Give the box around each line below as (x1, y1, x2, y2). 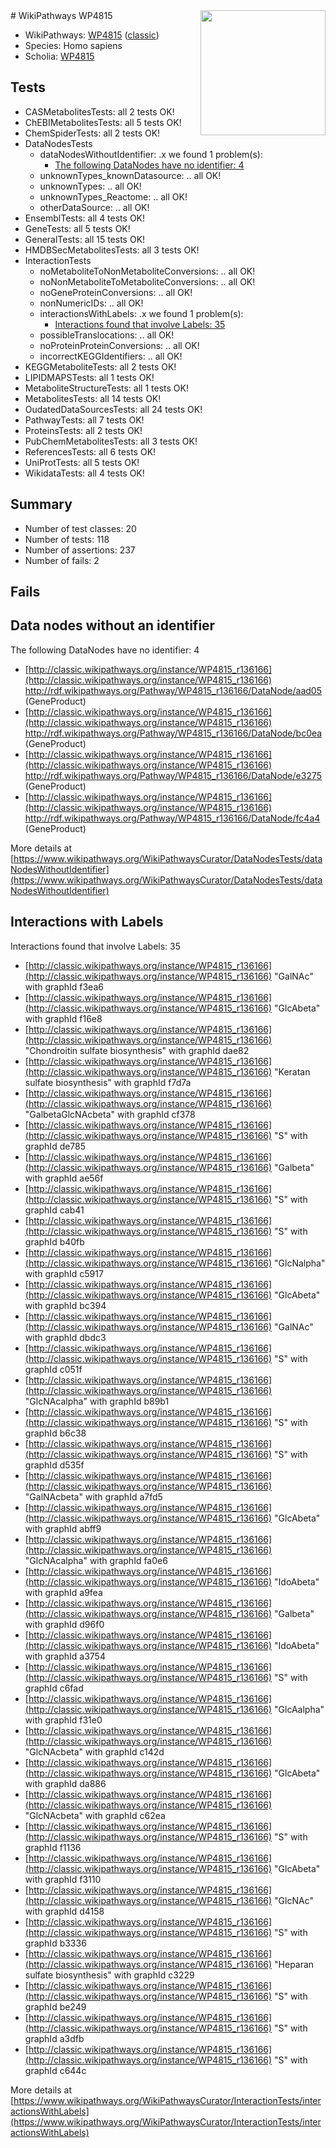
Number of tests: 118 (24, 533, 110, 545)
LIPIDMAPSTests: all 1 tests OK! (24, 371, 155, 383)
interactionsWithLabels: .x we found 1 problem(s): (39, 307, 244, 319)
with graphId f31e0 (24, 1714, 103, 1726)
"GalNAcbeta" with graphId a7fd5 (24, 1490, 163, 1503)
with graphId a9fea (24, 1586, 103, 1598)
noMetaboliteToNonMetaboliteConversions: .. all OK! (39, 265, 256, 277)
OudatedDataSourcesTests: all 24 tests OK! (24, 403, 203, 415)
